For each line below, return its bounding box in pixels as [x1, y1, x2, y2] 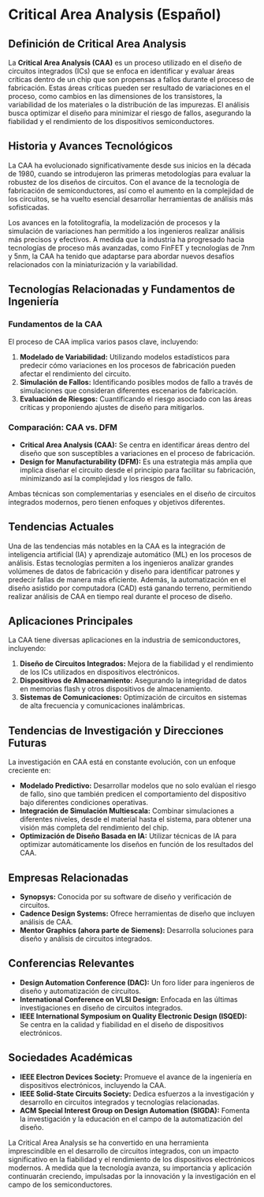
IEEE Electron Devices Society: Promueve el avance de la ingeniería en [19, 1072, 252, 1082]
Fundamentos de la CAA [8, 318, 103, 329]
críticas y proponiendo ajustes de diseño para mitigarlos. [19, 402, 205, 412]
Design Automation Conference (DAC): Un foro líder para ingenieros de [19, 977, 255, 987]
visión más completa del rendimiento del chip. [19, 823, 169, 833]
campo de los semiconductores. [8, 1180, 113, 1189]
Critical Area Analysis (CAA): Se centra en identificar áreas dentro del [19, 440, 250, 450]
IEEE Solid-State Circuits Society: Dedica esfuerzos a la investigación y [19, 1089, 255, 1098]
